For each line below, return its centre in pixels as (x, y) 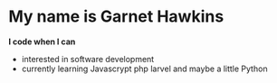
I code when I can (42, 41)
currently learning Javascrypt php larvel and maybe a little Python (144, 69)
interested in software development (88, 59)
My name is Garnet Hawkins (116, 17)
